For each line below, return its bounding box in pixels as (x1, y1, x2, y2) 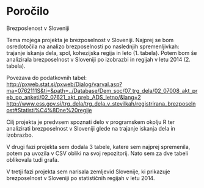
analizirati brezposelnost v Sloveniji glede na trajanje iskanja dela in (6, 125, 176, 132)
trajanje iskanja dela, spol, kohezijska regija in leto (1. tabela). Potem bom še (6, 49, 197, 56)
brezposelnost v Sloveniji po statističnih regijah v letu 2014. (6, 174, 155, 181)
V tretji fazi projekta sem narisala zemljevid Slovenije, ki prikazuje (6, 168, 170, 175)
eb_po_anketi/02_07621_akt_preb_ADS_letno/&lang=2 (6, 93, 142, 101)
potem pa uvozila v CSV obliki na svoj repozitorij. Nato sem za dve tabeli (6, 150, 188, 157)
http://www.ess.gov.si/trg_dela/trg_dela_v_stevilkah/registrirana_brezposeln (6, 99, 196, 107)
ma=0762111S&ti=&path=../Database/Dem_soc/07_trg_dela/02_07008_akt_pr (6, 87, 198, 94)
